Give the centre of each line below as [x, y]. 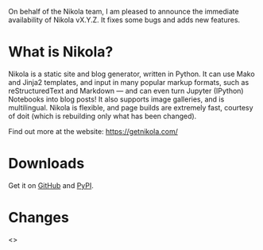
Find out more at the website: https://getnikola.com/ [93, 131]
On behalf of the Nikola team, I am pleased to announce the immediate [124, 12]
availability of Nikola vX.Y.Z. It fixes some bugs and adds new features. [124, 20]
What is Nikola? [61, 52]
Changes [39, 218]
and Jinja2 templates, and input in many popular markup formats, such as [129, 82]
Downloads [46, 164]
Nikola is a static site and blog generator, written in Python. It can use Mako [132, 74]
